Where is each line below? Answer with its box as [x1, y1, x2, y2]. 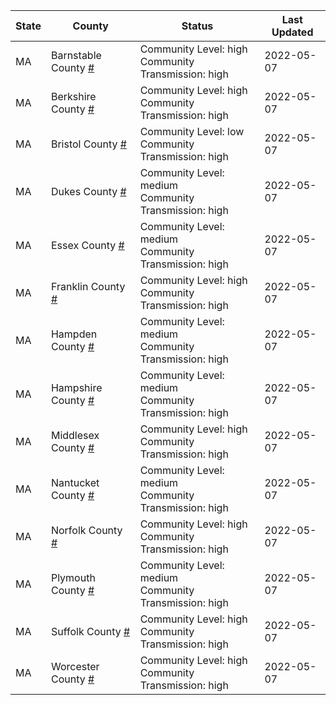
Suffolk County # [50, 625, 131, 638]
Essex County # [50, 239, 125, 252]
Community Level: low [139, 125, 245, 138]
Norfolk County [50, 524, 123, 537]
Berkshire [50, 90, 97, 103]
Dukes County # [50, 185, 127, 198]
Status [181, 19, 214, 33]
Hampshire [50, 381, 103, 394]
